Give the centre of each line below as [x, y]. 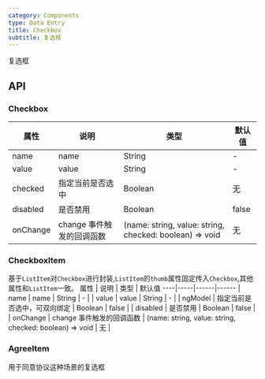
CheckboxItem [37, 260]
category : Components [44, 15]
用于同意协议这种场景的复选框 [56, 366]
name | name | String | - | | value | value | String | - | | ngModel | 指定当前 [127, 298]
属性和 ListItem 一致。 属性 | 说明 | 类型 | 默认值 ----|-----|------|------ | [124, 288]
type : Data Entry [37, 23]
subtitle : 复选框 [35, 37]
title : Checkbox [35, 30]
